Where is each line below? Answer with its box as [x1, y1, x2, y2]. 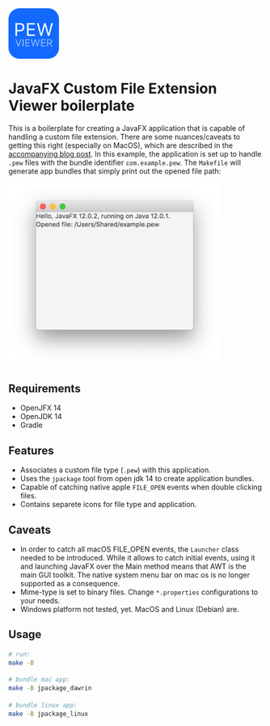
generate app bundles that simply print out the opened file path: [8, 166, 221, 176]
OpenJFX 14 [19, 403, 61, 413]
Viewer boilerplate [8, 97, 135, 115]
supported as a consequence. [19, 578, 120, 588]
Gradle [19, 420, 43, 430]
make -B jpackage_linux [8, 710, 89, 718]
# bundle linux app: [8, 702, 78, 710]
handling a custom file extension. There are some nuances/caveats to [8, 132, 241, 141]
